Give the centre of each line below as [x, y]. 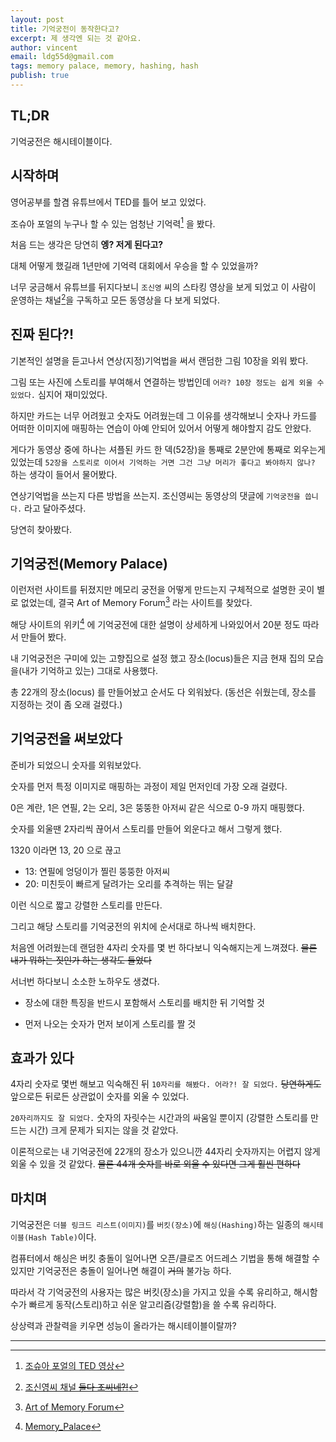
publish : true [40, 76]
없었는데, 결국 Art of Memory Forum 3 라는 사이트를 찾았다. [136, 602]
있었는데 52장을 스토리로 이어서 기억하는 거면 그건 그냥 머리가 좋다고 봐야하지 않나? [163, 462]
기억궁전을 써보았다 [66, 739]
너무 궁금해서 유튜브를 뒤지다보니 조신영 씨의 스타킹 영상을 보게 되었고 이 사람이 [163, 287]
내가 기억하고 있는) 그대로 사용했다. [90, 670]
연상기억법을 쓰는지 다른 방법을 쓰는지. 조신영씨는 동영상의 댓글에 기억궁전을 [155, 495]
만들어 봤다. [43, 637]
